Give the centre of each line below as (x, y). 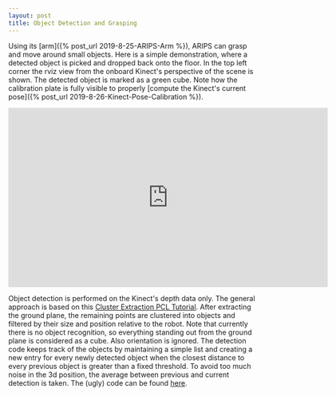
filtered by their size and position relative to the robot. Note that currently (128, 323)
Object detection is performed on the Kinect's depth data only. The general (132, 298)
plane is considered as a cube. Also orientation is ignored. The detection (127, 340)
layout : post (30, 16)
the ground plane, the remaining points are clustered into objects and (122, 315)
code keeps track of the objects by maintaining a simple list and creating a (130, 349)
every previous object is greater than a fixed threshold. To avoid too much (130, 366)
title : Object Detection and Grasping (73, 23)
